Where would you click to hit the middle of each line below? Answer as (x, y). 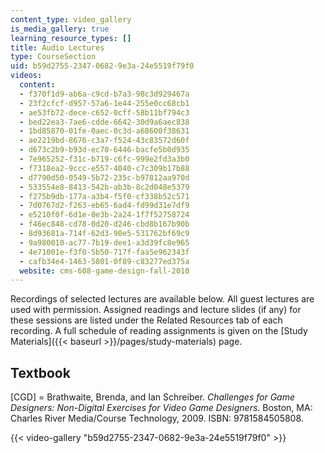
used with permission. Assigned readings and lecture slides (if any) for (156, 310)
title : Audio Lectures (57, 47)
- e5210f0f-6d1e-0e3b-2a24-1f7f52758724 (104, 215)
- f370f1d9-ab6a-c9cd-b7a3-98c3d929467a (104, 94)
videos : (26, 76)
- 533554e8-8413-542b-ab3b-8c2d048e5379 (104, 187)
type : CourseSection (53, 57)
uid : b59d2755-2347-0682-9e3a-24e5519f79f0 (102, 66)
